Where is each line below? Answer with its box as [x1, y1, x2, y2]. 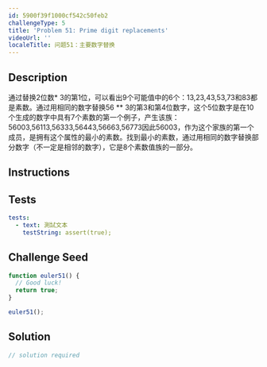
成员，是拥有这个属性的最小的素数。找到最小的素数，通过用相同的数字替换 [8, 132, 252, 141]
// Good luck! [15, 279, 62, 287]
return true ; [15, 287, 59, 295]
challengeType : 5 [8, 19, 66, 27]
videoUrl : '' [8, 33, 52, 42]
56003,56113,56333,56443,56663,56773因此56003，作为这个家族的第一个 [8, 122, 254, 132]
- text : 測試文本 [15, 222, 68, 230]
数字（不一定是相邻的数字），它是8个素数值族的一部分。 [14, 142, 197, 152]
